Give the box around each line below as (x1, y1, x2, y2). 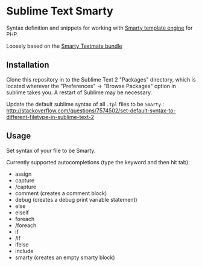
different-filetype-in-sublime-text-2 (6, 113, 95, 120)
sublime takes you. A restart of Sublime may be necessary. (6, 89, 153, 96)
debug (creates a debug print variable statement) (14, 196, 137, 203)
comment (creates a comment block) (14, 189, 107, 197)
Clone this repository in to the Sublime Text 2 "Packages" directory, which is (6, 76, 196, 83)
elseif (14, 208, 29, 216)
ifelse (14, 240, 29, 248)
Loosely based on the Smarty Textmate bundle (6, 42, 122, 50)
